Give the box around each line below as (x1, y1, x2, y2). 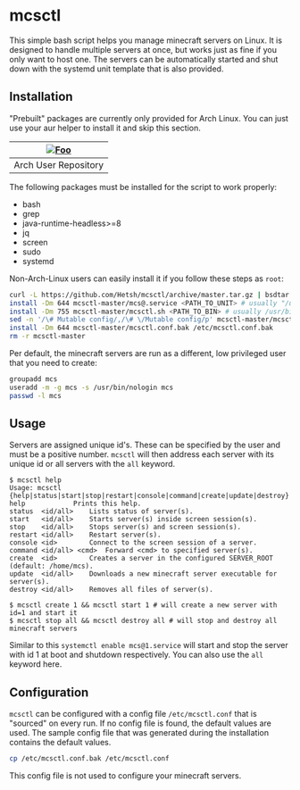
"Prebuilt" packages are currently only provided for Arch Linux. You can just (9, 112, 288, 123)
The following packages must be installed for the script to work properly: (9, 181, 278, 192)
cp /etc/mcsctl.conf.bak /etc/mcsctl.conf (9, 754, 170, 763)
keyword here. (9, 659, 62, 669)
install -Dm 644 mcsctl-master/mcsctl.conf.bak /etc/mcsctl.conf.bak (9, 323, 274, 333)
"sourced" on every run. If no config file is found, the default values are (9, 718, 272, 728)
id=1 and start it (9, 609, 78, 618)
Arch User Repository (13, 158, 104, 170)
